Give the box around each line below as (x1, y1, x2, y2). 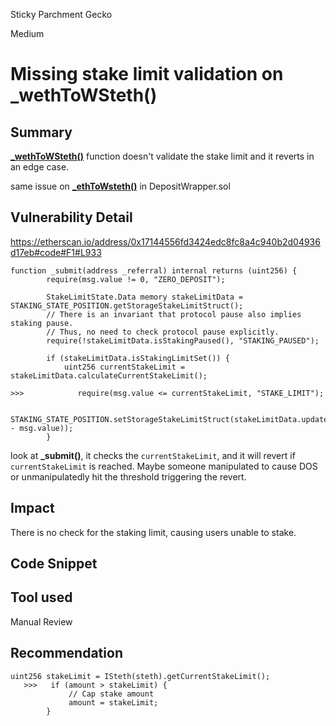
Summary (10, 124, 73, 141)
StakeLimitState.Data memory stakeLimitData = (46, 292, 244, 302)
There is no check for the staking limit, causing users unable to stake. (10, 526, 297, 538)
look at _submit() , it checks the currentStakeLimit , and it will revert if (10, 449, 296, 461)
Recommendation (10, 645, 123, 662)
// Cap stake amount (68, 689, 155, 699)
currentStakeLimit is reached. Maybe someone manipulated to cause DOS (10, 460, 318, 472)
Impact (10, 500, 55, 517)
